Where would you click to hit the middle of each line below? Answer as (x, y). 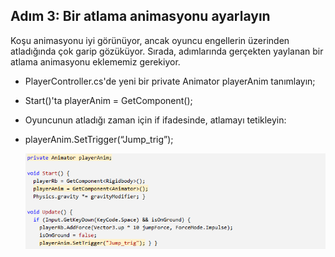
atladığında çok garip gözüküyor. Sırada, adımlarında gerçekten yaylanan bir (167, 51)
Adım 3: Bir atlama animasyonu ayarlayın (140, 16)
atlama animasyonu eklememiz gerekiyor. (95, 61)
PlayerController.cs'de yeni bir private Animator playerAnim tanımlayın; (170, 81)
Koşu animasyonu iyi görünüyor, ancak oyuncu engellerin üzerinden (150, 40)
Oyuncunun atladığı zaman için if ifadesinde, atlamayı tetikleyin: (155, 120)
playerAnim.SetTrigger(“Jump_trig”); (99, 139)
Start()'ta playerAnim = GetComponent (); (108, 100)
